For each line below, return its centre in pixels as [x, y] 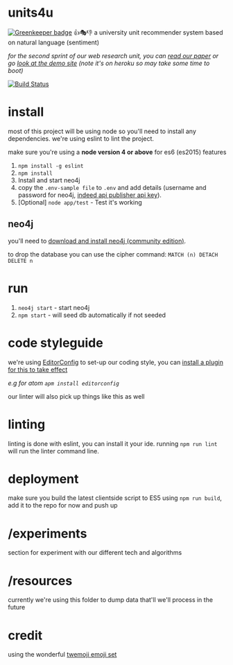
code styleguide [55, 343]
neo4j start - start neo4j [54, 307]
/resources [40, 581]
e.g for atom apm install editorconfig [64, 383]
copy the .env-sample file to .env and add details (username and [112, 187]
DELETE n [20, 261]
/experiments [48, 534]
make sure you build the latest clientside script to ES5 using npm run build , [115, 498]
